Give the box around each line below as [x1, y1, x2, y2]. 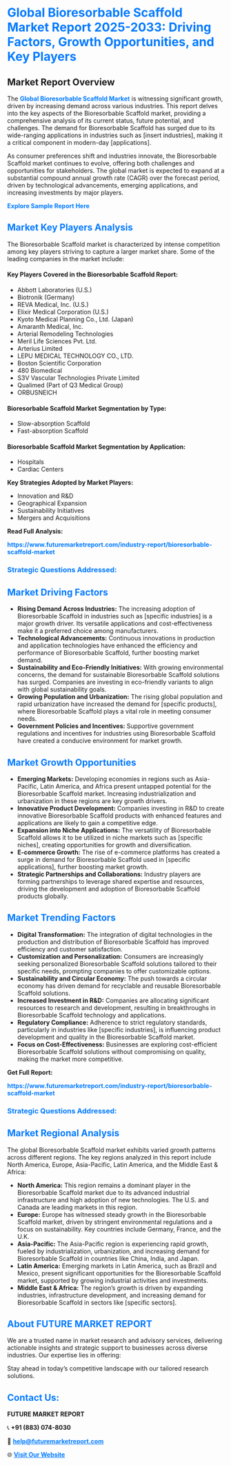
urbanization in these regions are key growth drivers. [17, 796, 168, 805]
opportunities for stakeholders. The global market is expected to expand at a [7, 167, 225, 174]
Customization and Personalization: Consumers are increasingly [17, 952, 203, 960]
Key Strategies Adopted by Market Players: [7, 478, 134, 487]
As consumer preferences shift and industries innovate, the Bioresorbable [7, 152, 217, 160]
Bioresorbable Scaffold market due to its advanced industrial [17, 1188, 190, 1197]
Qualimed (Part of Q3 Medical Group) [17, 381, 123, 390]
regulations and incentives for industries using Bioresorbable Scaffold [17, 729, 216, 738]
